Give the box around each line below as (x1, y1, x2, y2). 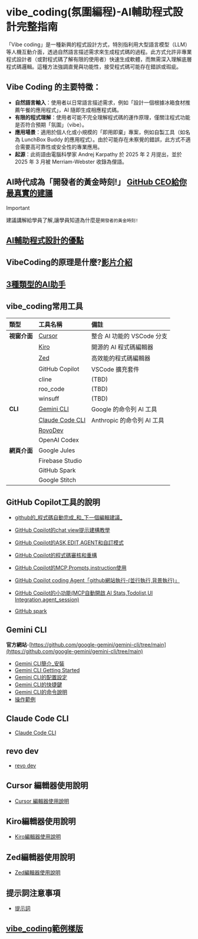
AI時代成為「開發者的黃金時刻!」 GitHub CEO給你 (6, 177, 187, 187)
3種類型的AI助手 (6, 279, 66, 289)
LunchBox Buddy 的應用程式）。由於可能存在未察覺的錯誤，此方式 (21, 135, 181, 143)
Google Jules (38, 446, 75, 454)
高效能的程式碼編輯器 (91, 354, 151, 362)
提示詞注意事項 (6, 888, 61, 898)
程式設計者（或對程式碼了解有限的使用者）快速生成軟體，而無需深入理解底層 (6, 56, 192, 63)
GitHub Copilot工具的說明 (6, 497, 100, 507)
